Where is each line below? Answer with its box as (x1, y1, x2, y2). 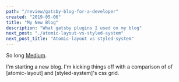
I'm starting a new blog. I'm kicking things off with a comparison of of (6, 63, 173, 70)
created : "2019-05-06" (6, 14, 61, 20)
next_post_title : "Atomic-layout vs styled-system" (6, 36, 134, 42)
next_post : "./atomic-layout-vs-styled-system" (6, 30, 124, 36)
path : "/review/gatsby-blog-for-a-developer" (6, 8, 118, 15)
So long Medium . (6, 52, 47, 59)
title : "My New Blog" (6, 19, 59, 25)
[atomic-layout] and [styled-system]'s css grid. (6, 70, 120, 76)
